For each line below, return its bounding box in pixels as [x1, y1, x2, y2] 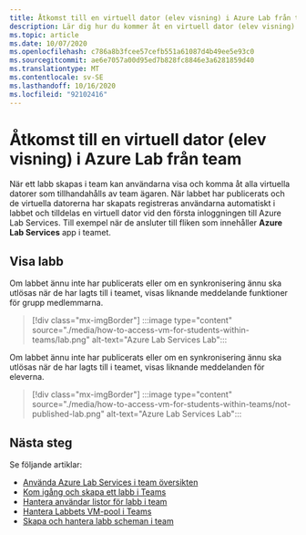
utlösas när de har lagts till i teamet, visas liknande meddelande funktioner [9, 288, 289, 299]
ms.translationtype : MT [9, 65, 100, 74]
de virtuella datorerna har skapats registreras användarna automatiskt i [9, 198, 276, 209]
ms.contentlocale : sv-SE [9, 73, 104, 82]
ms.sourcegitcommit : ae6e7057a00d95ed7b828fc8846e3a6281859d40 [9, 56, 255, 65]
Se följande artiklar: [9, 459, 83, 470]
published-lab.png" [31, 408, 105, 420]
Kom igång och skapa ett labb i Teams [22, 487, 167, 498]
